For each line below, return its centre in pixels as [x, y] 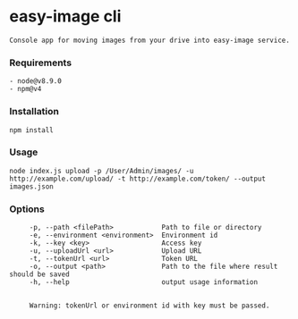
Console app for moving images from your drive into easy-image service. [150, 40]
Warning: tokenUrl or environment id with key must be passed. [149, 306]
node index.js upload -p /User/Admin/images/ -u [102, 171]
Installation [34, 112]
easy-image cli [65, 17]
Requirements [41, 63]
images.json [31, 186]
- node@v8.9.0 [36, 81]
